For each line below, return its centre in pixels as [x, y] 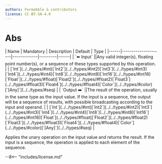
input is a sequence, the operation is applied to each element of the [73, 142]
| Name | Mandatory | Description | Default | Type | [56, 51]
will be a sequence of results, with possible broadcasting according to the [79, 102]
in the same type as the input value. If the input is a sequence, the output [78, 97]
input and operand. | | [27, 107]
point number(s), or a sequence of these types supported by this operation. [81, 64]
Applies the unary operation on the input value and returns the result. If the [80, 137]
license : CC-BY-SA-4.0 [28, 14]
